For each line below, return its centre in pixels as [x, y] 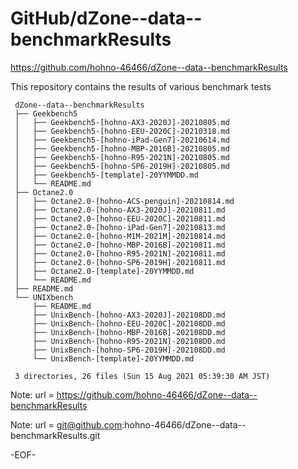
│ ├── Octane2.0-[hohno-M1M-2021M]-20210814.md [120, 236]
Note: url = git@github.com [66, 424]
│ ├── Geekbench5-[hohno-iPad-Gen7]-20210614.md [122, 140]
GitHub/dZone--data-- [106, 18]
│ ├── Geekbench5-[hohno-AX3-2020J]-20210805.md [122, 122]
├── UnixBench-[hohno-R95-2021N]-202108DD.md [129, 341]
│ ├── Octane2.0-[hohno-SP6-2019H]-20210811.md [120, 262]
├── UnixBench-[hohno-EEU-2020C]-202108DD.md [129, 323]
